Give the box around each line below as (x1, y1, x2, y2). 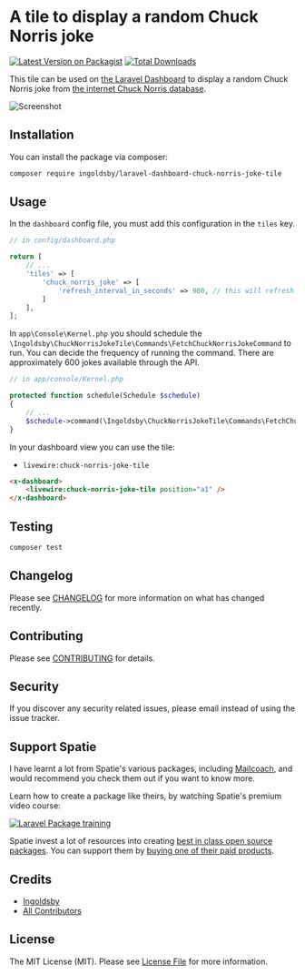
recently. (9, 602, 43, 613)
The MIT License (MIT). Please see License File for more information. (9, 956, 268, 967)
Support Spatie (9, 739, 97, 755)
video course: (9, 800, 61, 811)
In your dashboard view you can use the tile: (9, 442, 175, 452)
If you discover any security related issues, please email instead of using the (9, 703, 296, 714)
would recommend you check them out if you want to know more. (9, 773, 256, 784)
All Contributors (22, 905, 82, 916)
